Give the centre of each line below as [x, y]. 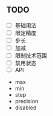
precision [26, 101]
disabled [26, 108]
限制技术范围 [31, 56]
